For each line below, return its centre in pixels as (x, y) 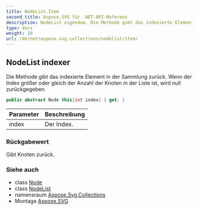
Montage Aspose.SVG (42, 201)
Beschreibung (65, 114)
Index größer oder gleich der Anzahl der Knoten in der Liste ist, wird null (93, 83)
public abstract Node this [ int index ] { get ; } (66, 100)
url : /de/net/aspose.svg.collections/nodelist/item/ (72, 39)
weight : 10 (19, 33)
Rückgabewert (27, 141)
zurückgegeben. (26, 89)
